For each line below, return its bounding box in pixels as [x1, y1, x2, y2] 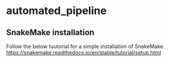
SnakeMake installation [6, 27, 95, 37]
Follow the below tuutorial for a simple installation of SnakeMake [6, 43, 164, 50]
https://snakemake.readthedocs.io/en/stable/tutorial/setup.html [6, 49, 161, 56]
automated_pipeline [6, 4, 107, 18]
